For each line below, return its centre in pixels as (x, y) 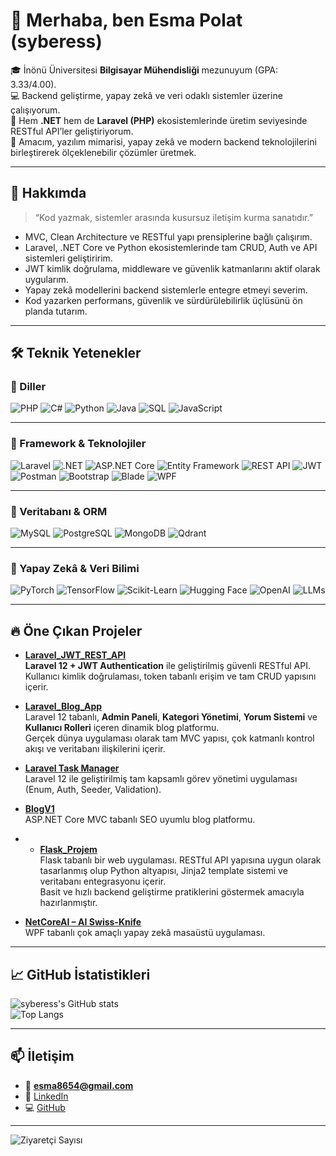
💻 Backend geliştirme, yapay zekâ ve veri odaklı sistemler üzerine (146, 95)
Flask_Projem (68, 850)
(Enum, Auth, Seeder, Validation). (93, 790)
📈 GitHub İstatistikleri (80, 974)
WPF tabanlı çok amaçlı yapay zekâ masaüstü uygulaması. (145, 933)
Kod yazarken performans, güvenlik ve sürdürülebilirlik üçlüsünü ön (163, 300)
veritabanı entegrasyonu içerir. (103, 881)
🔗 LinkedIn (46, 1096)
